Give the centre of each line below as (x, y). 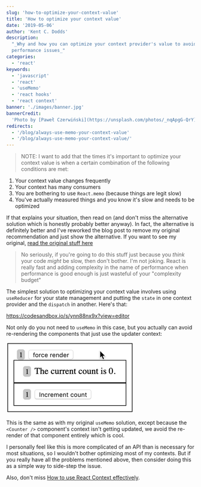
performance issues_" (39, 51)
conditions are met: (45, 169)
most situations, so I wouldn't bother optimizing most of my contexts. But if (99, 454)
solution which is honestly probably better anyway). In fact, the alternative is (100, 224)
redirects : (20, 126)
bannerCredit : (24, 114)
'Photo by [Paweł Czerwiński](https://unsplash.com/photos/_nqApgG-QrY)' (105, 120)
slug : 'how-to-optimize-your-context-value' (63, 13)
